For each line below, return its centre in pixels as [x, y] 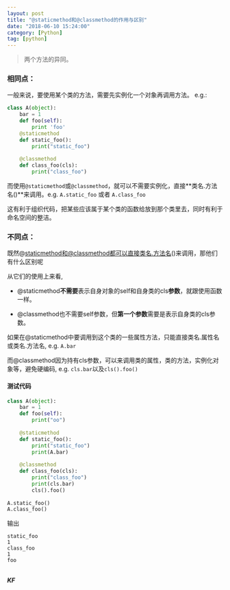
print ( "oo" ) [49, 420]
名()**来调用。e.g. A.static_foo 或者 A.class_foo [76, 194]
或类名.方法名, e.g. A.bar [42, 346]
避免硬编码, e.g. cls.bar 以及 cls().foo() [81, 369]
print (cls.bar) [53, 484]
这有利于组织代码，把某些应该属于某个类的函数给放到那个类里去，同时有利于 [115, 209]
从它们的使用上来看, [35, 276]
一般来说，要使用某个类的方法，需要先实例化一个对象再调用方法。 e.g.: [107, 95]
